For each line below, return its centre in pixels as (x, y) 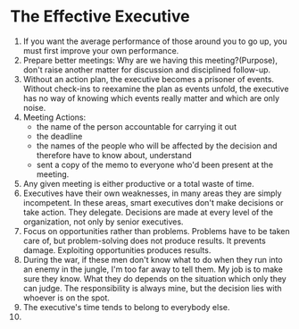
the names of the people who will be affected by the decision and (157, 146)
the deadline (59, 136)
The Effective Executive (100, 17)
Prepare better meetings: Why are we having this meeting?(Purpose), (150, 60)
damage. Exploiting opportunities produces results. (117, 250)
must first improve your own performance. (101, 50)
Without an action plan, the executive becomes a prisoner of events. (149, 79)
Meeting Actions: (54, 117)
